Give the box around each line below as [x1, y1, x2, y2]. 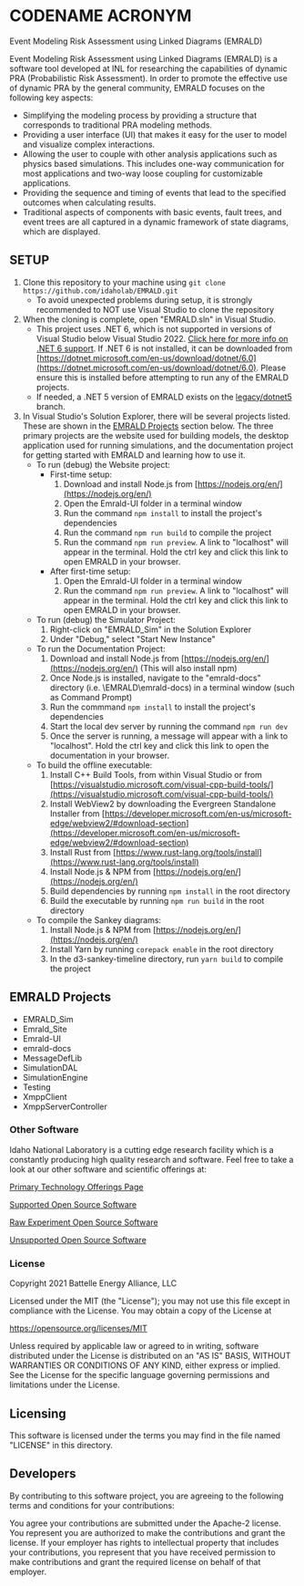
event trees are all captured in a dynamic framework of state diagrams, [22, 216, 289, 227]
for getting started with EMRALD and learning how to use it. [22, 449, 246, 461]
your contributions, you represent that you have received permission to [9, 1547, 276, 1558]
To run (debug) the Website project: [35, 459, 171, 470]
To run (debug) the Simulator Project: [35, 614, 176, 625]
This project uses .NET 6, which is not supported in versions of [35, 323, 273, 334]
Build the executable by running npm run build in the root [49, 895, 265, 906]
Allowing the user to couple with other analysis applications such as [22, 148, 278, 160]
